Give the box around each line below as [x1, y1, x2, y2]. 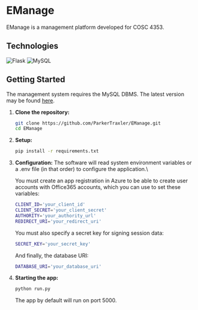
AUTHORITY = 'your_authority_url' [14, 212, 96, 219]
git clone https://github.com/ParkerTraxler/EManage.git [14, 120, 161, 126]
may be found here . [6, 97, 55, 104]
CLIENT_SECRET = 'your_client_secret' [14, 207, 107, 214]
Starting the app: [14, 274, 59, 282]
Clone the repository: [14, 108, 70, 116]
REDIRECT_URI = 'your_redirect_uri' [14, 218, 102, 225]
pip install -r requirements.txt [14, 148, 99, 154]
